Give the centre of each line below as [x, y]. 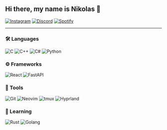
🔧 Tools [14, 88]
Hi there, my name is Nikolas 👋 [53, 9]
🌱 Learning [19, 111]
